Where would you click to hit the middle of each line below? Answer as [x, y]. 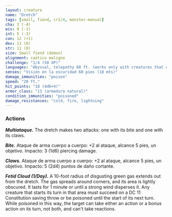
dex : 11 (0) [18, 44]
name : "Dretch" [21, 15]
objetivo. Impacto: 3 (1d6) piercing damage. [51, 151]
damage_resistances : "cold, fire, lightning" [55, 101]
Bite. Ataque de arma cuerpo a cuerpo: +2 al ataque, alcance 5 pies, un [81, 145]
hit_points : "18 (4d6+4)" [33, 86]
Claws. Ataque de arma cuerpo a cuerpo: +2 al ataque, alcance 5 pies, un [83, 161]
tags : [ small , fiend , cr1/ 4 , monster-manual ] [55, 19]
